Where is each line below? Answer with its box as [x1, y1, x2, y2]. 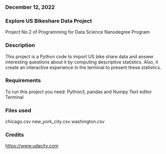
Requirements [5, 77, 41, 84]
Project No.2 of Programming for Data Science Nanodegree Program [5, 29, 150, 35]
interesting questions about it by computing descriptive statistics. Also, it [5, 59, 158, 65]
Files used [5, 106, 32, 114]
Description [5, 42, 35, 49]
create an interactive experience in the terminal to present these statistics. [5, 64, 162, 70]
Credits [5, 131, 24, 139]
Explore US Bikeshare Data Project [5, 17, 92, 24]
